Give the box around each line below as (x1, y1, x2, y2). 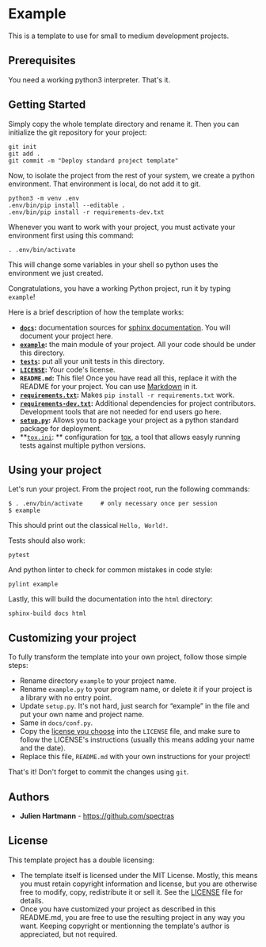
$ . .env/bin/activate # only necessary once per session (8, 500, 218, 508)
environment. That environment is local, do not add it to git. (8, 179, 201, 189)
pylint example (8, 580, 59, 589)
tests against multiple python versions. (19, 441, 146, 450)
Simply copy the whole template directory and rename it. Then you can (8, 119, 240, 128)
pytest (8, 552, 30, 559)
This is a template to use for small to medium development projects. (8, 31, 230, 40)
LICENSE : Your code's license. (19, 365, 116, 374)
